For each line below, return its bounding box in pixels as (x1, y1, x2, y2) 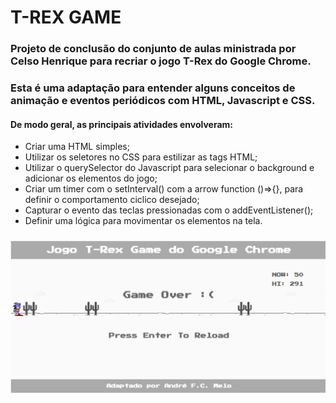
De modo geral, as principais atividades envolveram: (10, 118, 234, 130)
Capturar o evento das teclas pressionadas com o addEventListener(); (24, 204, 314, 216)
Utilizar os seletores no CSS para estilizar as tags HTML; (24, 151, 258, 163)
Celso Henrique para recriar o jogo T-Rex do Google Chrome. (10, 54, 312, 68)
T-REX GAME (10, 6, 122, 29)
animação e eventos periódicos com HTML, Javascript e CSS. (10, 94, 316, 108)
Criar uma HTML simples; (24, 141, 130, 153)
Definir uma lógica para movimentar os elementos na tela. (24, 215, 263, 227)
